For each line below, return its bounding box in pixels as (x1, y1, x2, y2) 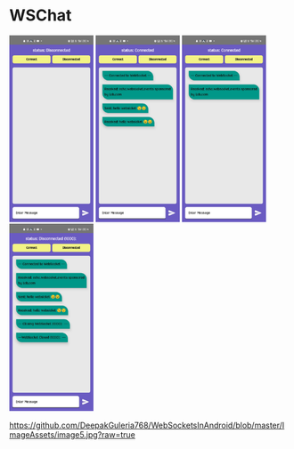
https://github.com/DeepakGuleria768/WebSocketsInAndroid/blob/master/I (9, 420, 285, 431)
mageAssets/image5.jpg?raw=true (9, 429, 135, 440)
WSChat (9, 5, 72, 26)
